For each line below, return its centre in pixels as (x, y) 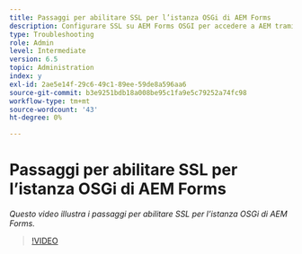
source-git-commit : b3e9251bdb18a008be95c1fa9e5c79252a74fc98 (128, 92)
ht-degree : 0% (36, 118)
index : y (26, 76)
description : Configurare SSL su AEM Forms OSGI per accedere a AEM (140, 26)
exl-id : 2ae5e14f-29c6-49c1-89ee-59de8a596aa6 (98, 84)
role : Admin (31, 43)
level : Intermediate (48, 51)
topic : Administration (52, 68)
